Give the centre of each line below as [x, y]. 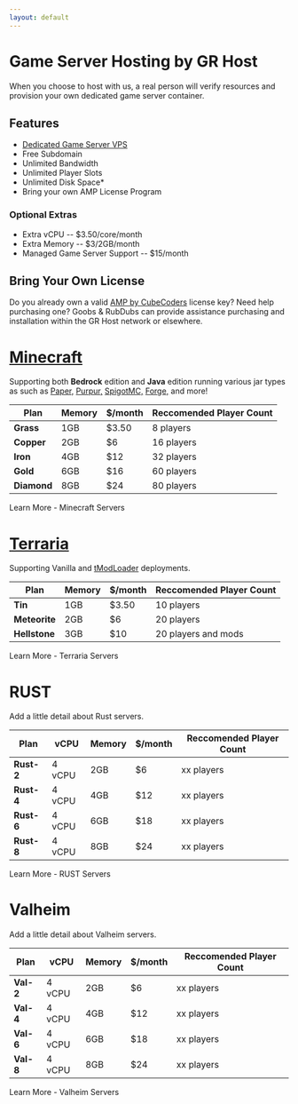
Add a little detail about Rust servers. [77, 717]
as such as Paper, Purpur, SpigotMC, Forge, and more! [109, 391]
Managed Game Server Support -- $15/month [105, 253]
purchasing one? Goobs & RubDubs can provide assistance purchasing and [147, 312]
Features [34, 123]
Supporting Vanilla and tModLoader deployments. [100, 568]
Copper [30, 442]
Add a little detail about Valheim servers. [83, 934]
